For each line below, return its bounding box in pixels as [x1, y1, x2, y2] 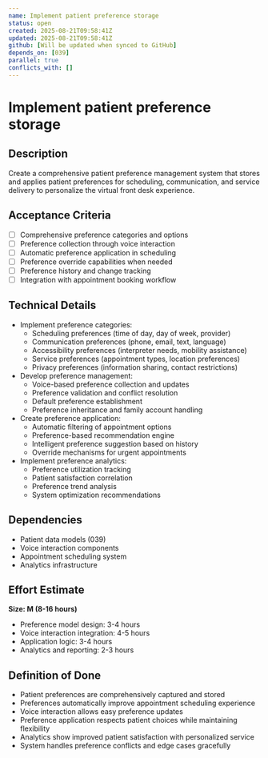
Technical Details [8, 299, 97, 312]
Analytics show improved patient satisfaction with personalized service [19, 732, 254, 742]
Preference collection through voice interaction [19, 239, 176, 248]
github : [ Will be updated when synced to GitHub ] [8, 42, 178, 50]
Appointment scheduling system [19, 551, 127, 561]
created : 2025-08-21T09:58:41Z [8, 26, 113, 34]
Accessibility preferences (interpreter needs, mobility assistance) [31, 345, 247, 355]
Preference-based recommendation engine [31, 430, 174, 440]
